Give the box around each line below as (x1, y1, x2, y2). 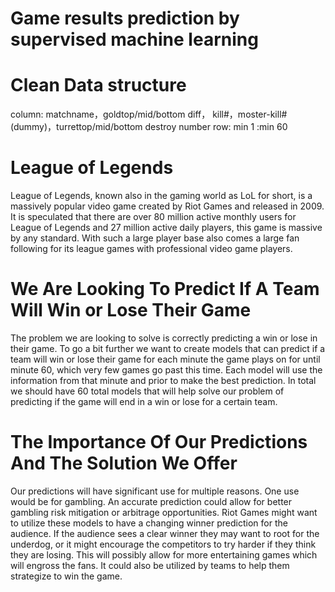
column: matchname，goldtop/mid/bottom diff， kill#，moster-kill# (10, 108, 288, 121)
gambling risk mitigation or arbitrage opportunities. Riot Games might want (10, 506, 318, 518)
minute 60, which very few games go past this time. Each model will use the (10, 364, 323, 376)
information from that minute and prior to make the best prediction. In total (10, 375, 317, 386)
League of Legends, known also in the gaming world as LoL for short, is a (10, 190, 313, 202)
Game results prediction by (10, 7, 240, 30)
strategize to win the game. (10, 570, 123, 582)
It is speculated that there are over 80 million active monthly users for (10, 211, 297, 223)
